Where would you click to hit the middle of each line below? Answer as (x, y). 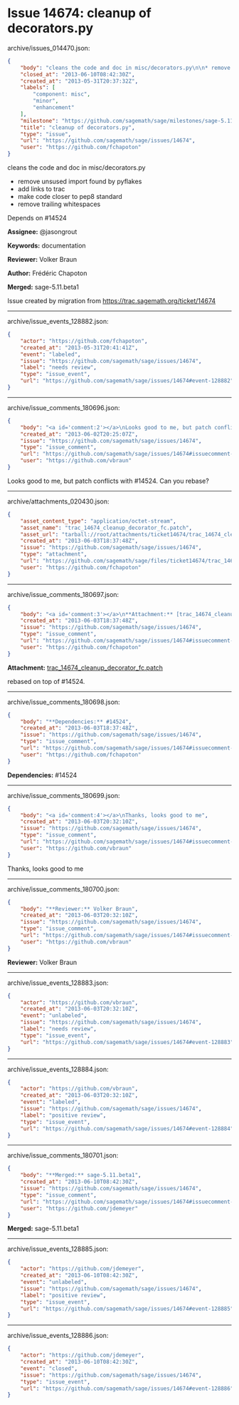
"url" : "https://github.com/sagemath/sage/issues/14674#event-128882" (127, 381)
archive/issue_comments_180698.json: (64, 702)
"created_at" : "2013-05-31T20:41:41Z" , (79, 347)
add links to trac (41, 189)
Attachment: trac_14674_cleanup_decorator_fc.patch (85, 668)
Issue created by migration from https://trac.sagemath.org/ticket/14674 (112, 301)
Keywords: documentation (47, 246)
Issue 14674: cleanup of (79, 13)
